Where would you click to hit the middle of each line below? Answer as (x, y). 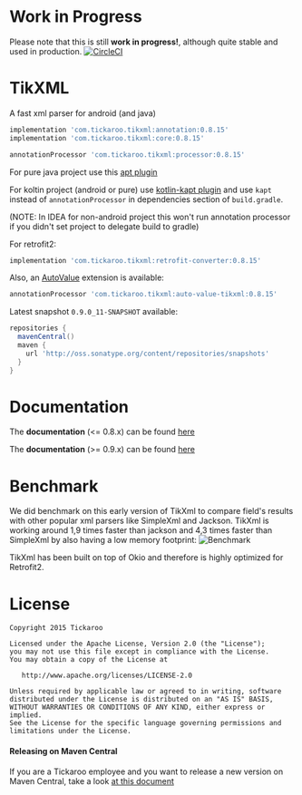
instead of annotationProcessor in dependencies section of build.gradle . (146, 199)
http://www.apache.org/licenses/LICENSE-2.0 (107, 676)
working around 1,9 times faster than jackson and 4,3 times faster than (141, 530)
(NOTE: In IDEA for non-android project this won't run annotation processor (150, 217)
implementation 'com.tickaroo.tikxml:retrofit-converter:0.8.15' (135, 260)
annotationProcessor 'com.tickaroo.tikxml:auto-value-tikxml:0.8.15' (144, 295)
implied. (26, 715)
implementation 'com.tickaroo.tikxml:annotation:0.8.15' (119, 130)
